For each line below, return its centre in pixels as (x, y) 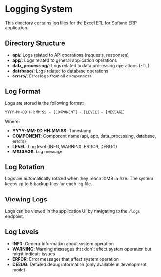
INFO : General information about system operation (63, 243)
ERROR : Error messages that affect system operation (65, 259)
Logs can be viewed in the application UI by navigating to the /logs (72, 211)
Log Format (23, 91)
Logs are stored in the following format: (45, 103)
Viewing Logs (26, 199)
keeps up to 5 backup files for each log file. (49, 184)
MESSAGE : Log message (37, 151)
